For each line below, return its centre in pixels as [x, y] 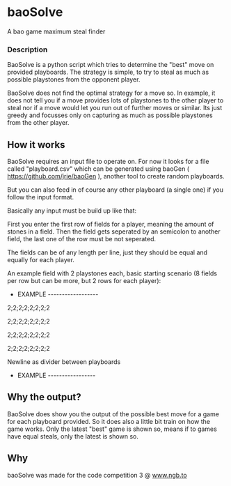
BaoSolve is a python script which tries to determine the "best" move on [111, 65]
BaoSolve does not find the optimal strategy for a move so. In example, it [111, 93]
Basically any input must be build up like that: [72, 211]
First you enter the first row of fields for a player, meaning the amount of [111, 225]
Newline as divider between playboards [64, 362]
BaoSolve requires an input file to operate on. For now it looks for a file [108, 162]
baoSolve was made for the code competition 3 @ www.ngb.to [97, 475]
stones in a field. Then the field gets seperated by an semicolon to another [114, 231]
